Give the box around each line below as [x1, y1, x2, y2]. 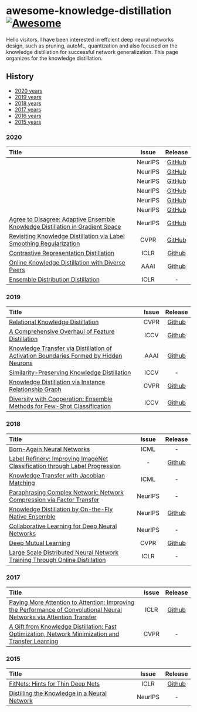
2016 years [14, 112, 42, 119]
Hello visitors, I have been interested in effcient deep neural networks [6, 36, 174, 43]
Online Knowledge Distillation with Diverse [9, 259, 125, 267]
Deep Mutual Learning [9, 538, 70, 547]
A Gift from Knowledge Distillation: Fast [9, 622, 117, 630]
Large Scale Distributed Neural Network [9, 548, 119, 557]
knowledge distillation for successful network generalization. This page [6, 48, 179, 55]
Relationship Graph [9, 385, 62, 394]
